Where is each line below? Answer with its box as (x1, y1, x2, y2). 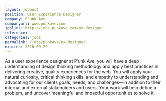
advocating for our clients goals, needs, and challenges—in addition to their (5, 79, 161, 85)
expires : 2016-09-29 (5, 44, 48, 49)
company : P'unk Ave (5, 16, 46, 21)
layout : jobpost (5, 7, 39, 12)
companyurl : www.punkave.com (5, 21, 66, 26)
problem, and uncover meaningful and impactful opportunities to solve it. (5, 90, 155, 96)
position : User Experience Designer (5, 12, 81, 17)
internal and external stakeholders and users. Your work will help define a (5, 84, 156, 90)
